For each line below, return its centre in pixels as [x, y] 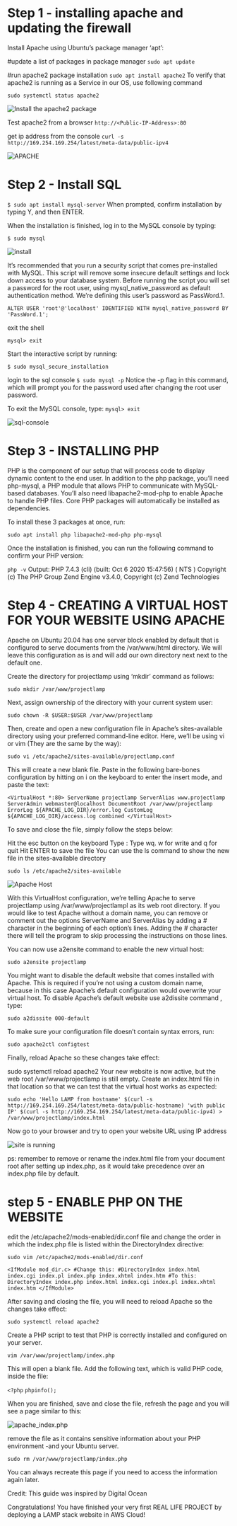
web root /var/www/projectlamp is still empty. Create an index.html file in [114, 1079]
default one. [25, 662]
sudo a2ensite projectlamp [47, 962]
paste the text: [28, 784]
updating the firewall [69, 28]
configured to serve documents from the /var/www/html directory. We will [115, 647]
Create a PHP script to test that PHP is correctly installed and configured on [117, 1335]
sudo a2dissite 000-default [49, 1018]
